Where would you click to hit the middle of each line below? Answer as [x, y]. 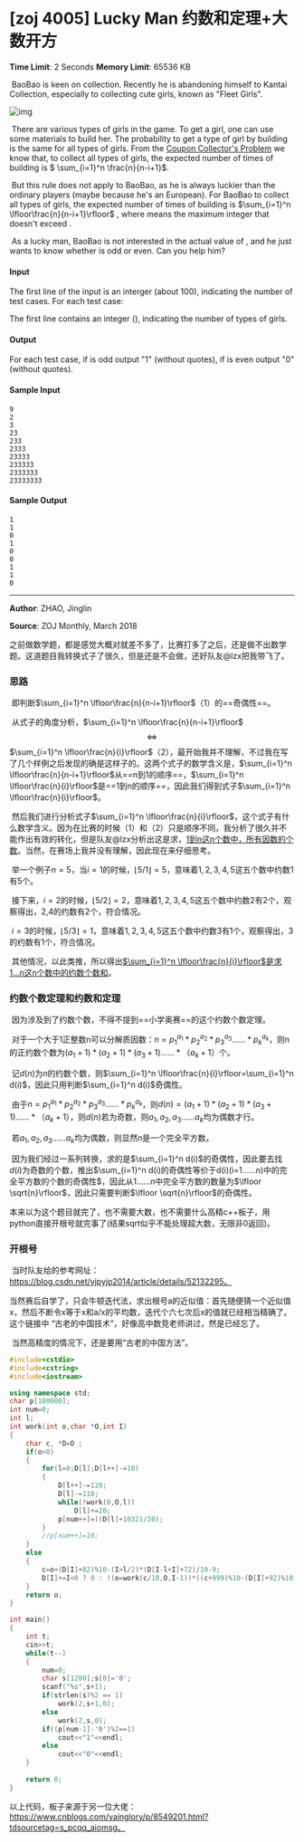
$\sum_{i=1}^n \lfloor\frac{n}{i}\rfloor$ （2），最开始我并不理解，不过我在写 [149, 752]
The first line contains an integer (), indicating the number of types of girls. [148, 319]
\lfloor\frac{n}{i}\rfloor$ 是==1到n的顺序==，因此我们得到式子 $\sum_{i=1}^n [150, 786]
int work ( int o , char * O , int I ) [68, 1427]
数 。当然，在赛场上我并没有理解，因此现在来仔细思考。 [112, 851]
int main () [30, 1620]
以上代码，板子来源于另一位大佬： [73, 1806]
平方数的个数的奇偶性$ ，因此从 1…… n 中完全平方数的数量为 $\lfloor [139, 1181]
